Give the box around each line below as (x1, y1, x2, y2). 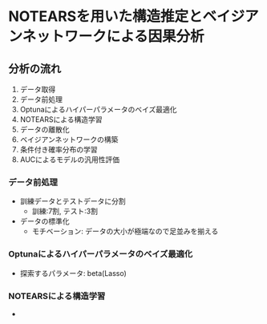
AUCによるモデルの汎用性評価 (19, 155, 120, 164)
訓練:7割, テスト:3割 (31, 206, 99, 217)
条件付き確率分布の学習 (19, 145, 98, 154)
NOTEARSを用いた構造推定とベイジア (8, 7, 259, 26)
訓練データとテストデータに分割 (19, 196, 126, 206)
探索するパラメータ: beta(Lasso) (19, 268, 127, 277)
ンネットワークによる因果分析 (8, 27, 204, 46)
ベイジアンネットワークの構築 (19, 135, 119, 144)
